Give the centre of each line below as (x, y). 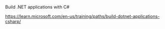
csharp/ (13, 22)
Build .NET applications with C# (37, 7)
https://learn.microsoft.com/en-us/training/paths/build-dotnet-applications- (82, 16)
